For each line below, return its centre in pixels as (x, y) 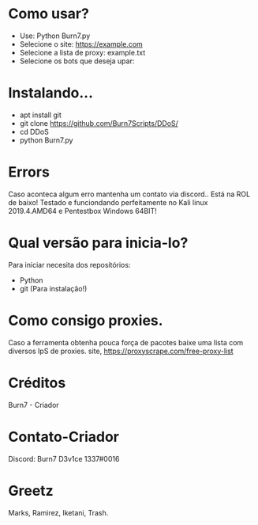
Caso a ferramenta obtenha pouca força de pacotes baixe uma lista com (126, 342)
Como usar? (49, 14)
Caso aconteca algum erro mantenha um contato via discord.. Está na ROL (129, 194)
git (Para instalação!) (53, 288)
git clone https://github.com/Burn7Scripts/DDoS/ (99, 123)
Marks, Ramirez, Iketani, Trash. (58, 512)
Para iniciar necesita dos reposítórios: (69, 264)
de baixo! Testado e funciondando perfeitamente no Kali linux (108, 202)
